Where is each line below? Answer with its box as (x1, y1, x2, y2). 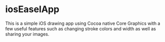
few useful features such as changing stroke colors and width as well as (5, 25, 156, 31)
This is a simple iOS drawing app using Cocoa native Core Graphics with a (5, 20, 160, 26)
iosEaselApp (5, 4, 59, 15)
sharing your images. (5, 31, 50, 37)
